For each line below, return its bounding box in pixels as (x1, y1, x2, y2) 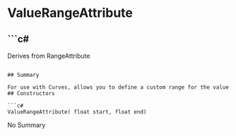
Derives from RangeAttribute (7, 51, 90, 60)
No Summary (7, 121, 46, 129)
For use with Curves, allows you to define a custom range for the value (7, 84, 230, 91)
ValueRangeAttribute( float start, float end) (7, 109, 147, 116)
